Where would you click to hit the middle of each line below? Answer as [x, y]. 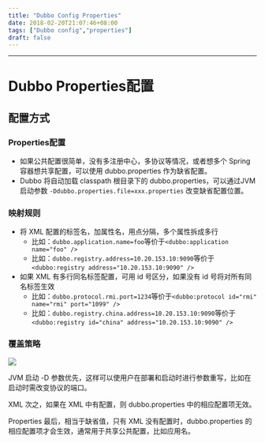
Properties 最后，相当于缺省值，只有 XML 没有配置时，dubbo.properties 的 [130, 421]
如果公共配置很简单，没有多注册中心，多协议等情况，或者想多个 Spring [135, 161]
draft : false [30, 38]
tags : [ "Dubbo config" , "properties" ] [70, 30]
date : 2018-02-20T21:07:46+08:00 [63, 23]
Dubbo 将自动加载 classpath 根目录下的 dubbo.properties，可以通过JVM [138, 181]
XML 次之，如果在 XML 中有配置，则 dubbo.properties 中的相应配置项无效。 [132, 404]
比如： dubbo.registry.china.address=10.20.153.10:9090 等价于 [133, 313]
